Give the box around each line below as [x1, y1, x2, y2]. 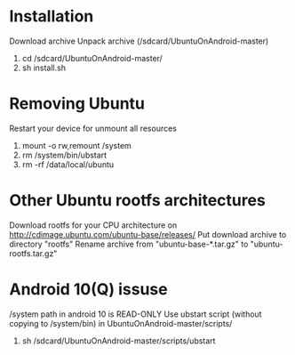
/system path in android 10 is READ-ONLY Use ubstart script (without [9, 309, 262, 319]
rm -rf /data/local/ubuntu [21, 158, 115, 170]
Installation [9, 6, 94, 27]
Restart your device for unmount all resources [9, 123, 178, 133]
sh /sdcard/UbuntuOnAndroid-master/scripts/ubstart [21, 335, 216, 346]
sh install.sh [21, 62, 67, 73]
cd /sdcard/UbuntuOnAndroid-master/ [21, 52, 163, 63]
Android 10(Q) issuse [9, 279, 168, 299]
